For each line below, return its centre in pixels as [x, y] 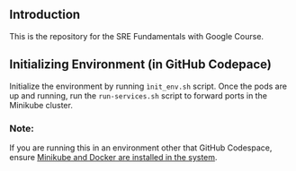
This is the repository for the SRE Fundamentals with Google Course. [136, 36]
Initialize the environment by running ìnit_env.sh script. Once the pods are [148, 86]
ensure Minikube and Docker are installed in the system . [113, 157]
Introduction [45, 15]
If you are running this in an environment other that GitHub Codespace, [141, 148]
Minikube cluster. [41, 105]
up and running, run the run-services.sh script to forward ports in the [139, 95]
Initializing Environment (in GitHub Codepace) [140, 65]
